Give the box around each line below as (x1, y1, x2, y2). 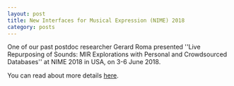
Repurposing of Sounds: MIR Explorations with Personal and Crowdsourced (7, 50, 228, 59)
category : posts (7, 23, 55, 30)
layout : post (7, 10, 46, 18)
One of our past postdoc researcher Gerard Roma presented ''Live (7, 43, 201, 51)
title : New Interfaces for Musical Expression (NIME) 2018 (7, 17, 185, 24)
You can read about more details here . (7, 71, 119, 80)
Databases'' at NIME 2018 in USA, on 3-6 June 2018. (7, 58, 161, 66)
